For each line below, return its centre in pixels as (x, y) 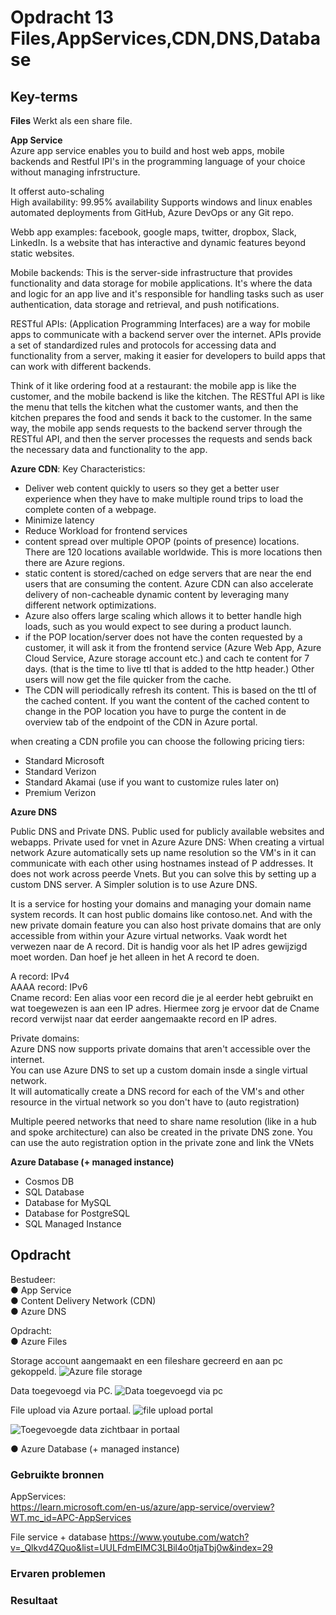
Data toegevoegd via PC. (61, 1390)
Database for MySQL (68, 1202)
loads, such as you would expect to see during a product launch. (158, 626)
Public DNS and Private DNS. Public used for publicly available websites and (167, 831)
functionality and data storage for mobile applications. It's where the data (161, 283)
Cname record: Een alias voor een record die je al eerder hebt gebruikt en (162, 997)
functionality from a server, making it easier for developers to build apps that (168, 355)
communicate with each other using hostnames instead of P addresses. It (162, 863)
